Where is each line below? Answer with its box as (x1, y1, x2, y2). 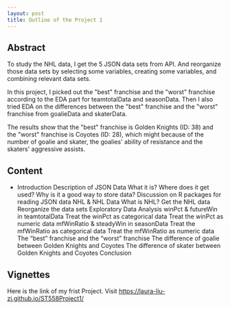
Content (7, 165, 43, 176)
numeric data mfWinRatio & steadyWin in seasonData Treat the (16, 220, 196, 228)
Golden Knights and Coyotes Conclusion (16, 249, 132, 257)
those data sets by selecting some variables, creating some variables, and (7, 67, 217, 76)
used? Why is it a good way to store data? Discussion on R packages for (16, 190, 222, 199)
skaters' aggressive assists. (7, 145, 86, 153)
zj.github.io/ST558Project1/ (7, 294, 84, 302)
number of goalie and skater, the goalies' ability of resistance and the (7, 138, 203, 146)
